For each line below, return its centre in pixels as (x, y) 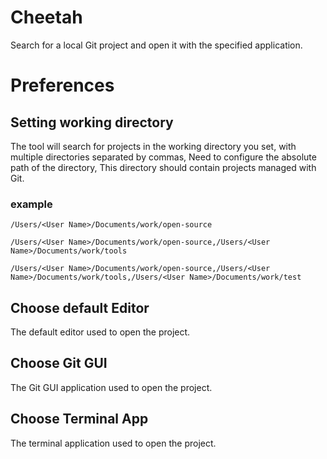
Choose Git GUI (59, 363)
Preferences (62, 85)
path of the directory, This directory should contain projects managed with (163, 167)
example (31, 204)
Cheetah (46, 17)
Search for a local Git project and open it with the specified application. (156, 45)
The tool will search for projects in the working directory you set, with (153, 146)
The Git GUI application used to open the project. (111, 387)
